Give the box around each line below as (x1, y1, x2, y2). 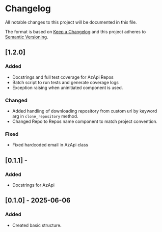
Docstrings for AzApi (12, 182, 55, 188)
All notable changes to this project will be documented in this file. (5, 19, 137, 25)
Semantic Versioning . (5, 34, 48, 40)
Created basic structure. (12, 222, 62, 228)
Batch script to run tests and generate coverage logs (12, 79, 119, 85)
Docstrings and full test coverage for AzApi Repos (12, 74, 114, 80)
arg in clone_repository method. (12, 113, 79, 119)
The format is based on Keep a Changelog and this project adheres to (5, 29, 146, 34)
